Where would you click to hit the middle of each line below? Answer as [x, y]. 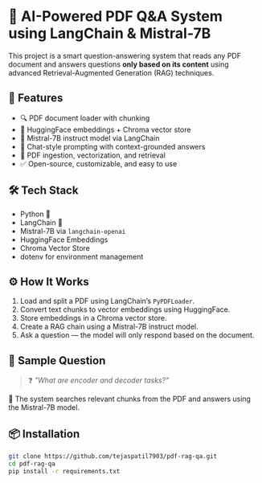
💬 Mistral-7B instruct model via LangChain [90, 138]
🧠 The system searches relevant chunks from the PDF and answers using [130, 399]
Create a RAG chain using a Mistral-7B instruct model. [109, 327]
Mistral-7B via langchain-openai [73, 231]
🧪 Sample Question [57, 360]
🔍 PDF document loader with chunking [85, 118]
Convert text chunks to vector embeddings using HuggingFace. [125, 309]
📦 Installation [44, 434]
